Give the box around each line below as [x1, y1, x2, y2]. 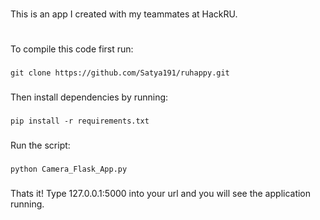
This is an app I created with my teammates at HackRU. [10, 8, 238, 20]
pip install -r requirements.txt [10, 116, 150, 127]
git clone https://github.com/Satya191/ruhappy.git [10, 68, 230, 78]
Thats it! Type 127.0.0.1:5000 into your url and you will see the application [10, 187, 312, 199]
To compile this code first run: [10, 43, 134, 55]
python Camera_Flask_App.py [10, 164, 128, 174]
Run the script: [10, 139, 71, 152]
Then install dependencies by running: [10, 91, 169, 103]
